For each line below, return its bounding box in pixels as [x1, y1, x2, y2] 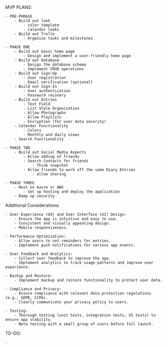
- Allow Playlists [23, 115, 62, 120]
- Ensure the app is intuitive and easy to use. [14, 216, 118, 221]
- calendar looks [23, 27, 59, 32]
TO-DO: [5, 330, 22, 336]
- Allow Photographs [23, 110, 66, 115]
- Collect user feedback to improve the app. [14, 256, 111, 261]
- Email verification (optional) [23, 80, 93, 85]
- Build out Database [14, 58, 59, 63]
